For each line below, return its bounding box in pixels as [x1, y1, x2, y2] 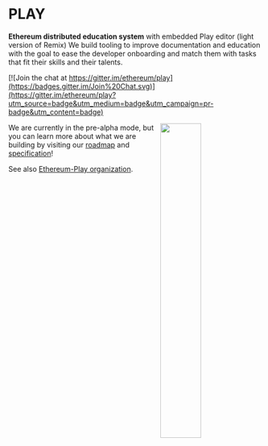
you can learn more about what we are [8, 131, 137, 141]
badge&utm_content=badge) [8, 106, 104, 117]
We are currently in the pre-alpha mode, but [8, 123, 155, 132]
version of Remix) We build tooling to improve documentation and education [8, 40, 261, 49]
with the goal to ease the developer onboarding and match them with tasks [8, 48, 257, 58]
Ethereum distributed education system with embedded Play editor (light [8, 31, 254, 41]
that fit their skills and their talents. [8, 57, 123, 67]
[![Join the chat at [8, 73, 68, 82]
